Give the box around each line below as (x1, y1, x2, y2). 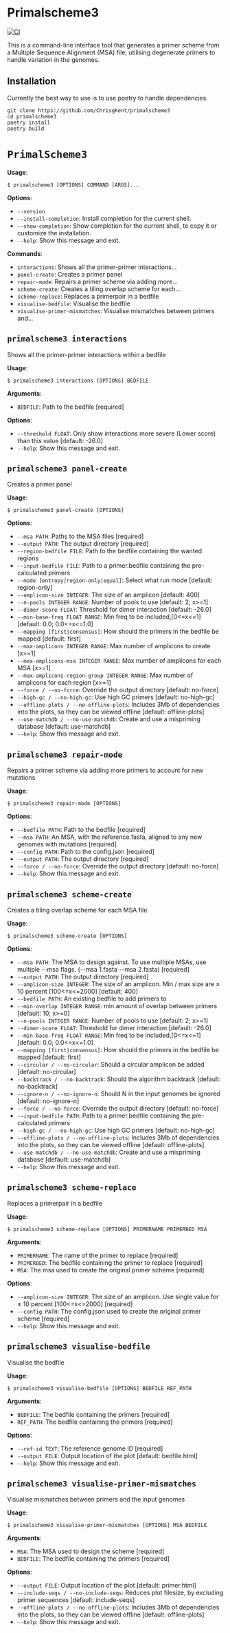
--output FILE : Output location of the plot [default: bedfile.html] (16, 1451, 198, 1460)
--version (16, 208, 46, 215)
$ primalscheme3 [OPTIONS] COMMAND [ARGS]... (7, 181, 139, 189)
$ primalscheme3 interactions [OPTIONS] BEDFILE (7, 377, 149, 384)
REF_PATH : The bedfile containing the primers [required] (16, 1418, 173, 1426)
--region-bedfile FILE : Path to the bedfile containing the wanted (16, 547, 203, 555)
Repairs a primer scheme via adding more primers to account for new (7, 766, 204, 775)
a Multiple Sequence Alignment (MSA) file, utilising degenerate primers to (7, 48, 216, 56)
